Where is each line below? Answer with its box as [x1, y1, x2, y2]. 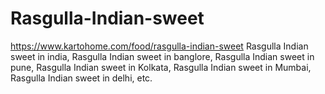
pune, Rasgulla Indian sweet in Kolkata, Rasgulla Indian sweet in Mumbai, [10, 61, 312, 73]
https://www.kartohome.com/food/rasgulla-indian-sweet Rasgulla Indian [10, 40, 309, 52]
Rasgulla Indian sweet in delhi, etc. [10, 72, 153, 84]
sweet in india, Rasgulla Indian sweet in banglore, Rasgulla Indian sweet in [10, 50, 315, 62]
